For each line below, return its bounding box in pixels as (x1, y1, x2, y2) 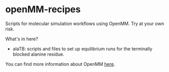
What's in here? (5, 36, 38, 42)
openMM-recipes (5, 4, 81, 15)
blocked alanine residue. (12, 51, 65, 57)
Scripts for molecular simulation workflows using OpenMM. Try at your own (5, 20, 164, 27)
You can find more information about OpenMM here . (5, 61, 115, 67)
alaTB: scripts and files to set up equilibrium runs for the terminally (12, 45, 153, 52)
